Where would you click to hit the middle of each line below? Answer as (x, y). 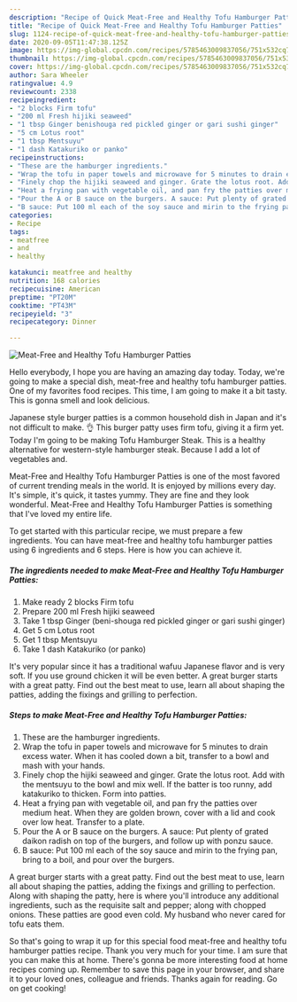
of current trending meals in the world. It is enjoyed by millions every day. (143, 486)
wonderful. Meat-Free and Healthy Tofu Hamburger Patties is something (141, 505)
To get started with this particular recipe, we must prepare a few (126, 531)
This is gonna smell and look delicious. (80, 401)
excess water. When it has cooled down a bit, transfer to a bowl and (145, 756)
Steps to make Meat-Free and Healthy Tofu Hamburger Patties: (128, 715)
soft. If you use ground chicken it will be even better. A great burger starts (144, 676)
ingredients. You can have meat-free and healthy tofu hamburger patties (141, 541)
